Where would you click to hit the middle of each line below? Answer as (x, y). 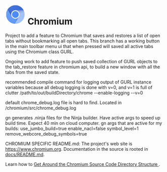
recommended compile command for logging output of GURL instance (78, 82)
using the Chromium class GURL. (40, 52)
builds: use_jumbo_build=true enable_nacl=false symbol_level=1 (72, 128)
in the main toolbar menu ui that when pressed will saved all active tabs (79, 46)
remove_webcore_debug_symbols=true (46, 134)
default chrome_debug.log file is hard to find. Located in (64, 102)
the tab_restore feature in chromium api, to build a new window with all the (83, 67)
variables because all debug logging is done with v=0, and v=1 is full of (79, 87)
